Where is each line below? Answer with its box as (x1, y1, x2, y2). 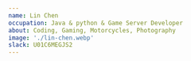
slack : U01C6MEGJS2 (8, 41, 73, 49)
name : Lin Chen (8, 11, 59, 20)
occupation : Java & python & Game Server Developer (8, 19, 183, 27)
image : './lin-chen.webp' (8, 33, 94, 42)
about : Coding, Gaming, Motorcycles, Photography (8, 26, 177, 34)
